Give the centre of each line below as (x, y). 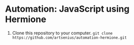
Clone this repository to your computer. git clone (62, 33)
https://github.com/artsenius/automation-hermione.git (69, 38)
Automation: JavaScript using (67, 9)
